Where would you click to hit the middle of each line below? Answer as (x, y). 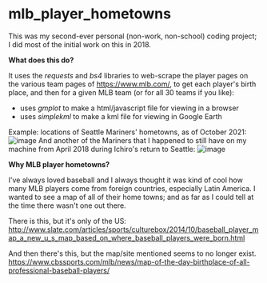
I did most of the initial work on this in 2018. (80, 44)
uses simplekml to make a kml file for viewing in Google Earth (121, 116)
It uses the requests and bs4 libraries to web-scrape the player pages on (128, 75)
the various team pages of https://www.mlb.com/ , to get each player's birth (132, 84)
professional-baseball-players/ (59, 270)
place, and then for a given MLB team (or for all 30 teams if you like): (121, 92)
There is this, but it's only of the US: (67, 221)
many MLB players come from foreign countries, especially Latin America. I (132, 188)
